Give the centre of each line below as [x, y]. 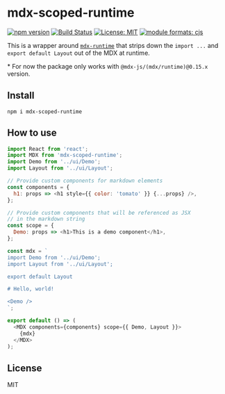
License [25, 368]
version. [19, 74]
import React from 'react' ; [48, 149]
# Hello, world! [31, 289]
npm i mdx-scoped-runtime [44, 112]
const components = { [39, 187]
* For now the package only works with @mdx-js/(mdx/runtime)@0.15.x [108, 66]
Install [21, 96]
